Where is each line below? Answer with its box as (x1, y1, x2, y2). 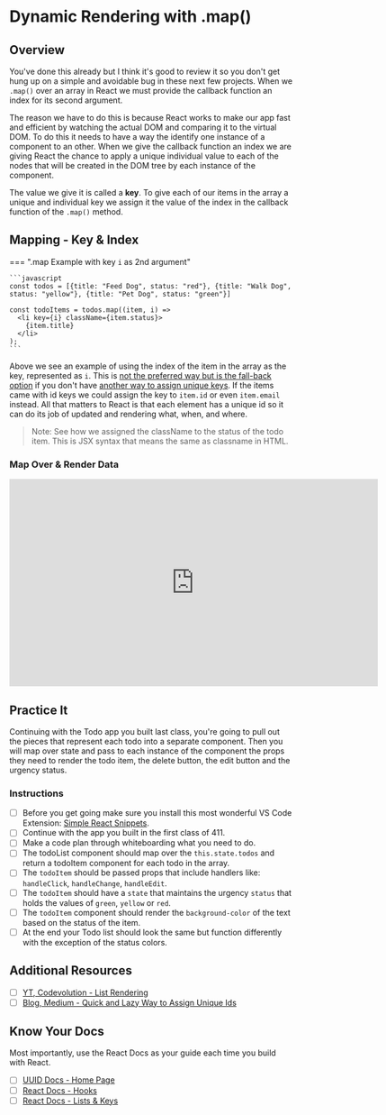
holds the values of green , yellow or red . (22, 897, 171, 908)
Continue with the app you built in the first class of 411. (22, 827, 226, 838)
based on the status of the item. (22, 917, 141, 928)
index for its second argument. (9, 95, 123, 105)
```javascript (9, 273, 63, 283)
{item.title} (25, 321, 75, 330)
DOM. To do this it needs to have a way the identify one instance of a (9, 132, 265, 142)
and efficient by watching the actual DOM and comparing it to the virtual (9, 122, 277, 133)
